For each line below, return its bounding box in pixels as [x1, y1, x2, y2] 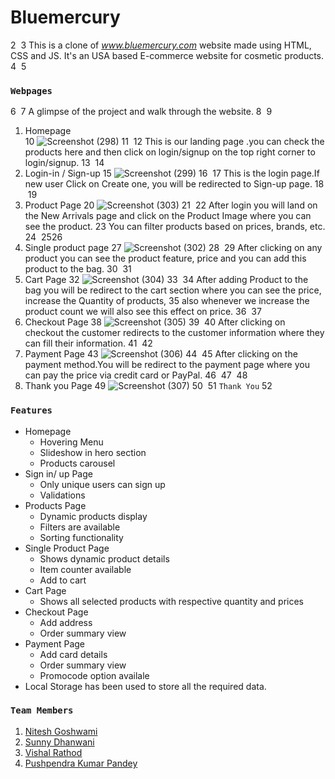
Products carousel [39, 457, 116, 469]
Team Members [10, 705, 74, 716]
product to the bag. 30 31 [24, 263, 132, 275]
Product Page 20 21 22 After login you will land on [24, 199, 318, 211]
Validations [39, 489, 86, 501]
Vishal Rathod [24, 746, 83, 758]
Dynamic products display [39, 510, 148, 522]
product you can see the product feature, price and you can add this [24, 252, 307, 265]
